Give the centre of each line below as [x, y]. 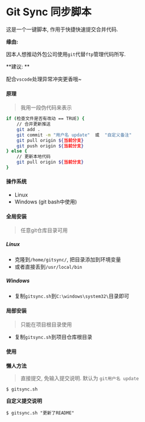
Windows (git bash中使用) [46, 202]
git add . [29, 129]
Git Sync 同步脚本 [49, 12]
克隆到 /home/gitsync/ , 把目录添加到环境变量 [68, 260]
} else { [17, 151]
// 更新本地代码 [34, 157]
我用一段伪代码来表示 [46, 108]
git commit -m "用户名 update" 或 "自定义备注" [74, 135]
